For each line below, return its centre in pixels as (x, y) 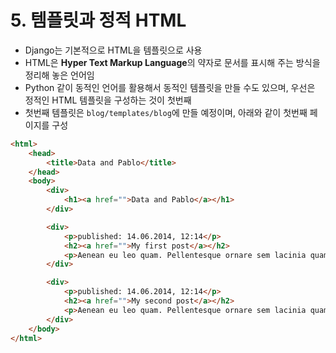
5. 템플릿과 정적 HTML (98, 20)
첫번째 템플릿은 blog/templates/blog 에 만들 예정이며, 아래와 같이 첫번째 (166, 112)
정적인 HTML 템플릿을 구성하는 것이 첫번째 (108, 100)
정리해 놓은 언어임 (59, 75)
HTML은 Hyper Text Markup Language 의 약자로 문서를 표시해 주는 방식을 (172, 62)
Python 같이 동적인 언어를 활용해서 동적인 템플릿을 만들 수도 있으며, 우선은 (170, 87)
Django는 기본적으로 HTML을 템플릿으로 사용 (113, 50)
